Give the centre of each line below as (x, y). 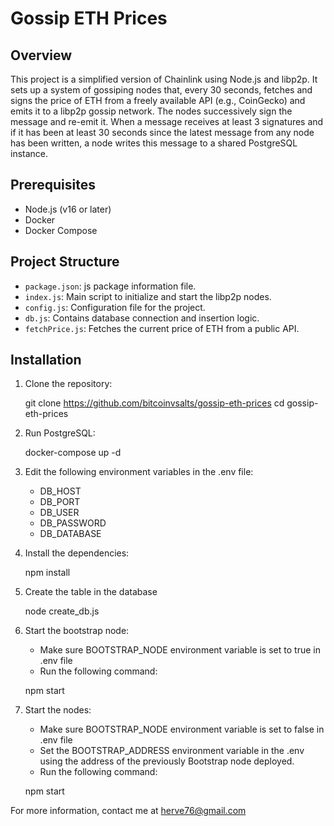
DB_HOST (60, 491)
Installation (46, 360)
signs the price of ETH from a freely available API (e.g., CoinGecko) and (158, 100)
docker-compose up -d (73, 453)
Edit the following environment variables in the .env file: (139, 472)
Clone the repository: (68, 384)
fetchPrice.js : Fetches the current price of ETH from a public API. (162, 328)
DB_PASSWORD (73, 523)
